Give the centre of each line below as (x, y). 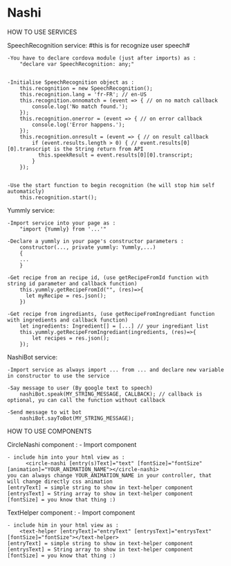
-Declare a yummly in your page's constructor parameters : (96, 241)
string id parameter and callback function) (72, 283)
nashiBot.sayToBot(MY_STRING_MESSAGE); (77, 418)
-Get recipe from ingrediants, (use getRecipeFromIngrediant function (111, 314)
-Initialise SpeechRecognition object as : (71, 82)
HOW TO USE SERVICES (42, 32)
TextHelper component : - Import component (71, 512)
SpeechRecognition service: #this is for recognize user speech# (99, 45)
